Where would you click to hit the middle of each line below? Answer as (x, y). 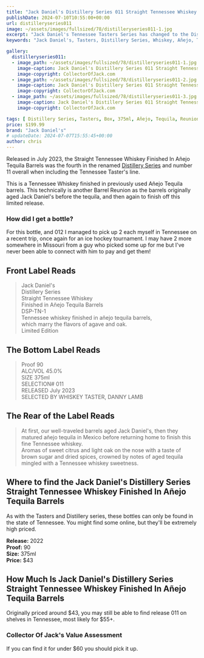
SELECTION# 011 (42, 384)
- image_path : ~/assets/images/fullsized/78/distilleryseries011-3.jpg (104, 97)
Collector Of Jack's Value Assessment (64, 635)
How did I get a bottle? (40, 219)
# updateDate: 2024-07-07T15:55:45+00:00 (59, 136)
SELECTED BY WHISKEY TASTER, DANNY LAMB (82, 397)
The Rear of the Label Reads (60, 416)
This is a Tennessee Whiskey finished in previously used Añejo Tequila (95, 184)
